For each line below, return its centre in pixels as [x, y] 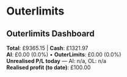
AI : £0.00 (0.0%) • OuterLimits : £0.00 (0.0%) [64, 55]
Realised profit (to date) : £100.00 [49, 67]
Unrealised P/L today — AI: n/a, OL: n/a [56, 61]
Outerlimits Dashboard [50, 34]
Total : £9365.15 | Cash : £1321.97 [47, 48]
